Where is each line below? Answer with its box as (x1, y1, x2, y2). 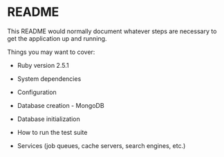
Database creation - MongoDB (17, 101, 105, 109)
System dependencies (17, 74, 82, 83)
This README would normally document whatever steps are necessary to (7, 27, 217, 35)
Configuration (17, 88, 57, 96)
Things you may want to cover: (7, 48, 95, 56)
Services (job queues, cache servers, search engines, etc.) (17, 141, 186, 149)
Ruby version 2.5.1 (17, 61, 69, 69)
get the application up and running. (7, 34, 107, 42)
